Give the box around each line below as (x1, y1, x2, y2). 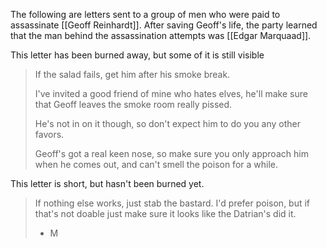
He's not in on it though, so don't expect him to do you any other (34, 118, 301, 129)
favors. (34, 129, 65, 140)
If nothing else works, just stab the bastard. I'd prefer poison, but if (34, 197, 311, 209)
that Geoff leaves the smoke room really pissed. (34, 99, 233, 110)
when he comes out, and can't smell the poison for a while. (34, 159, 279, 170)
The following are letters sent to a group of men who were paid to (10, 9, 281, 20)
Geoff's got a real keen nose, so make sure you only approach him (34, 148, 309, 159)
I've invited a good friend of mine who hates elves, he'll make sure (34, 88, 308, 99)
